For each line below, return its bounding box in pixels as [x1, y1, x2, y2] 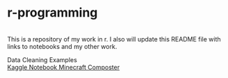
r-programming [7, 5, 98, 21]
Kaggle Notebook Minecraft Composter [7, 63, 120, 71]
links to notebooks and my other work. [7, 42, 117, 50]
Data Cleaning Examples [7, 55, 78, 64]
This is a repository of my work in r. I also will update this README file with [7, 35, 221, 43]
